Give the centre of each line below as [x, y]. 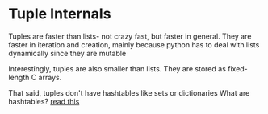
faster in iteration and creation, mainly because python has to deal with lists [134, 44]
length [19, 77]
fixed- [237, 68]
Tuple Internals [60, 14]
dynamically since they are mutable [67, 53]
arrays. [50, 77]
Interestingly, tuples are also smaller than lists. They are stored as [117, 68]
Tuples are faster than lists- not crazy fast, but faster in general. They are [130, 36]
